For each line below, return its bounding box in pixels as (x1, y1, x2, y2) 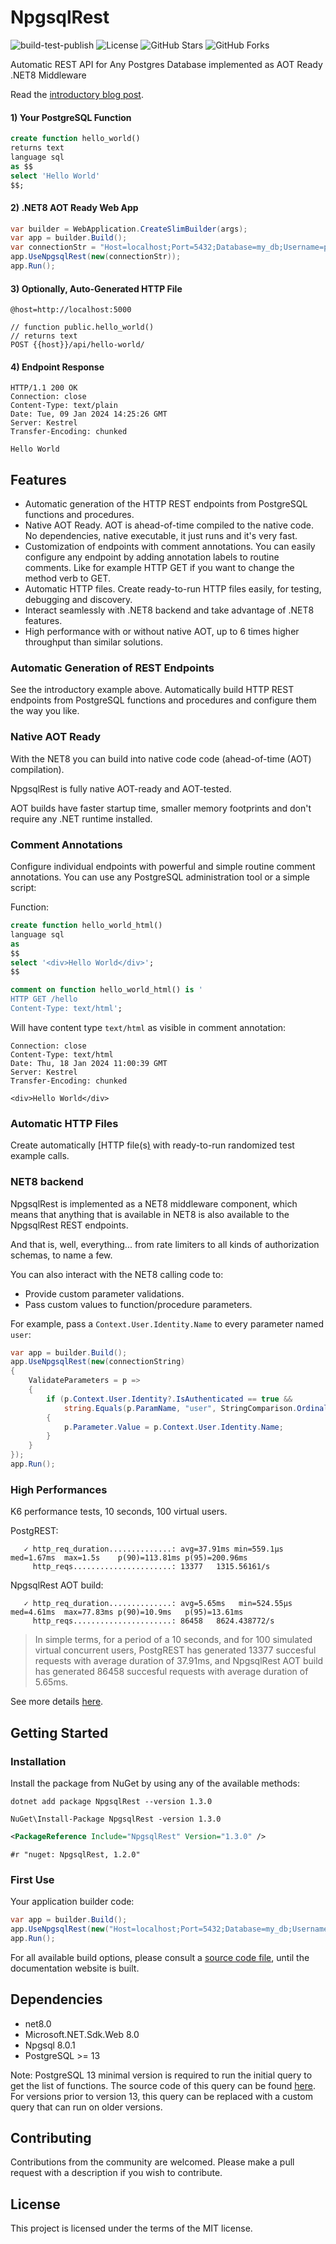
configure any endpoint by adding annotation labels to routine (24, 551, 280, 563)
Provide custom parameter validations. (24, 1287, 185, 1300)
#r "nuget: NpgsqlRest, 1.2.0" (10, 1849, 141, 1860)
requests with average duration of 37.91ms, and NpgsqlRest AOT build (34, 1655, 324, 1667)
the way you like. (10, 705, 80, 717)
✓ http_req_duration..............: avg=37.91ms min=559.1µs (23, 1544, 284, 1555)
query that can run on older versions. (10, 2101, 163, 2113)
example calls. (10, 1150, 70, 1162)
